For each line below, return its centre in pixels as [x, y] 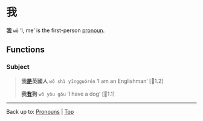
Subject [18, 67]
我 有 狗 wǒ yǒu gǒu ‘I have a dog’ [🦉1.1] [68, 94]
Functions [26, 50]
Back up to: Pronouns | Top [40, 111]
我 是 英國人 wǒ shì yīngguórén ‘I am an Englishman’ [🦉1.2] [92, 81]
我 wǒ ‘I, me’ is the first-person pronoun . [56, 30]
